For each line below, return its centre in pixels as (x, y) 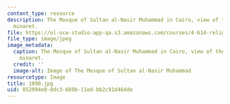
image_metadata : (30, 45)
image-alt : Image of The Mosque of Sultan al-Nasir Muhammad (102, 70)
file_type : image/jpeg (39, 39)
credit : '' (29, 64)
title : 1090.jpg (30, 83)
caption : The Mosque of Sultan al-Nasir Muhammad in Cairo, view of (113, 52)
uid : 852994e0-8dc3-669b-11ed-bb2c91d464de (70, 90)
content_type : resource (41, 13)
